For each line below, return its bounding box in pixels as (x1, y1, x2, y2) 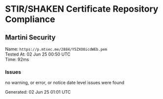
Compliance (5, 14, 55, 25)
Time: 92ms (5, 57, 29, 62)
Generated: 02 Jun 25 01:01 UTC (5, 89, 71, 95)
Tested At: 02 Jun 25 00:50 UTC (5, 51, 71, 57)
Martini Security (5, 33, 56, 41)
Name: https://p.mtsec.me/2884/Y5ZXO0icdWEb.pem (5, 46, 108, 52)
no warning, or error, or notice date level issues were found (5, 79, 125, 86)
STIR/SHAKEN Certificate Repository (5, 3, 159, 15)
